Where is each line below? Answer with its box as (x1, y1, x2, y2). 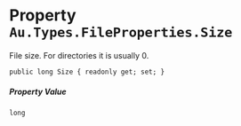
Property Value (9, 86, 67, 97)
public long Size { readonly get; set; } (9, 67, 165, 76)
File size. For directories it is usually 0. (9, 50, 149, 60)
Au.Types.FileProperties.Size (9, 24, 233, 41)
